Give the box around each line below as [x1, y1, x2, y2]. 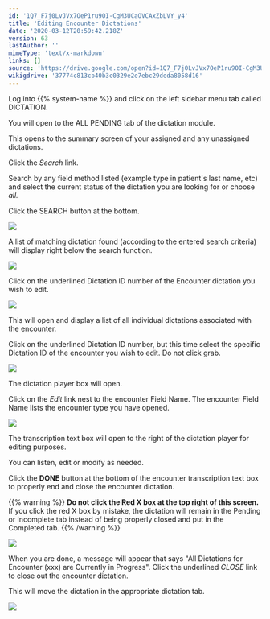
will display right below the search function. [8, 245, 153, 254]
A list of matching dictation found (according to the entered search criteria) [8, 237, 257, 246]
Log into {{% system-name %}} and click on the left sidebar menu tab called [8, 93, 262, 103]
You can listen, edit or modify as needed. [8, 457, 145, 467]
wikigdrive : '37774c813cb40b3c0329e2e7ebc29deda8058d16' [8, 72, 203, 80]
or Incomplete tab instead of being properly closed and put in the [8, 514, 224, 524]
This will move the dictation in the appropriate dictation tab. [8, 586, 205, 596]
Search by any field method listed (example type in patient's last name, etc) [8, 173, 259, 183]
